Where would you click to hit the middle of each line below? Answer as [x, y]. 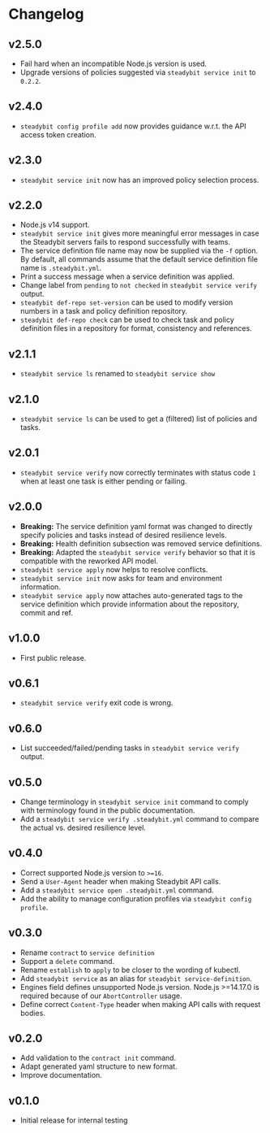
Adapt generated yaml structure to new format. [99, 1066]
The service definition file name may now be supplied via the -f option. [139, 251]
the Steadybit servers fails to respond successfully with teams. [125, 242]
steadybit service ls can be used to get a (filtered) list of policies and [139, 419]
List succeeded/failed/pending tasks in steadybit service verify [129, 748]
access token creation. [58, 134]
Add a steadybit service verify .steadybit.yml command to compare [139, 818]
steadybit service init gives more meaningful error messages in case [139, 233]
